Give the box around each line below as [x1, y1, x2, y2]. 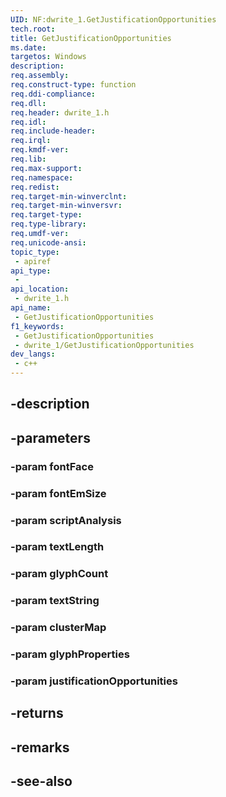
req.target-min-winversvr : [10, 201, 123, 211]
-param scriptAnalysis [10, 513, 122, 527]
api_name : [10, 303, 52, 313]
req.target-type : [10, 210, 83, 220]
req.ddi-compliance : [10, 89, 97, 99]
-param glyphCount [10, 567, 109, 581]
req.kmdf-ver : [10, 145, 70, 155]
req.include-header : [10, 126, 97, 136]
